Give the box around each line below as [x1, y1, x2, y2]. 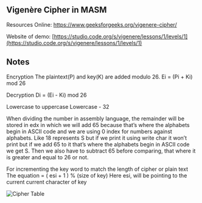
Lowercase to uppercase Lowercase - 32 [6, 103, 110, 110]
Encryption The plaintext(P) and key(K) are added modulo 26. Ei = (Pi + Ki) [6, 73, 193, 80]
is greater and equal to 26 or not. [6, 153, 89, 160]
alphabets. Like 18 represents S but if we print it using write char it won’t [6, 134, 187, 142]
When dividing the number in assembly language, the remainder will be [6, 115, 184, 122]
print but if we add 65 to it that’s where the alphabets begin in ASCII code [6, 140, 190, 148]
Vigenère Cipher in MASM [6, 5, 107, 15]
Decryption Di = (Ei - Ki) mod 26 [6, 91, 87, 98]
